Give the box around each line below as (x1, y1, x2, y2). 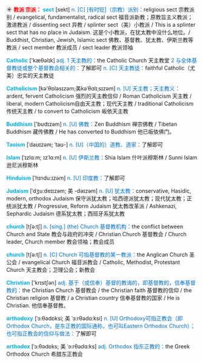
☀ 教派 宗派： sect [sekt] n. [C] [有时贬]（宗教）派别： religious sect (6, 6, 178, 13)
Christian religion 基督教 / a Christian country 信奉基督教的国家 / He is (6, 294, 180, 301)
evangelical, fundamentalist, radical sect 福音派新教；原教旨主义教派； (16, 13, 193, 21)
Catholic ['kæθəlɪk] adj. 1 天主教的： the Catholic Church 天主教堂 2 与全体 (6, 57, 192, 64)
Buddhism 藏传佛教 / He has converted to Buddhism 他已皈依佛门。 (6, 128, 175, 135)
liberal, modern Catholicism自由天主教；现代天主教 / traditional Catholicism (6, 100, 194, 107)
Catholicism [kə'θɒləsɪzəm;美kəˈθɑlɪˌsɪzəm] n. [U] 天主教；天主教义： (6, 85, 181, 92)
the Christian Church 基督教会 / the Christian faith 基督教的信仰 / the (22, 287, 192, 294)
